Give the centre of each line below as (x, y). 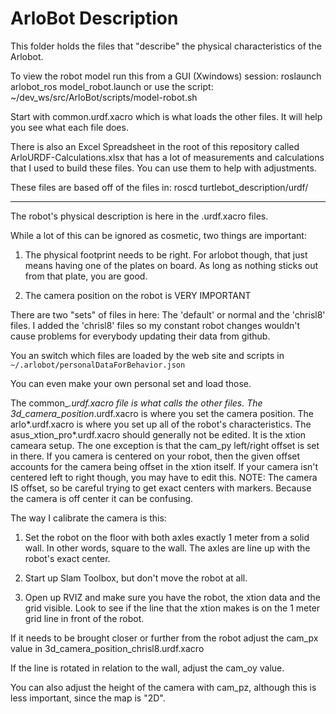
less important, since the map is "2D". (88, 698)
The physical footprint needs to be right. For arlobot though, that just (166, 254)
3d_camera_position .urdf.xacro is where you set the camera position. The (162, 413)
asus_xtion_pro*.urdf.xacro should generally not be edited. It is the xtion (158, 434)
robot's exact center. (67, 558)
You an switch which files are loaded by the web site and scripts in (147, 355)
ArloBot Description (94, 18)
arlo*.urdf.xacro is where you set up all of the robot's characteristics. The (161, 424)
